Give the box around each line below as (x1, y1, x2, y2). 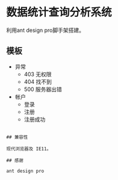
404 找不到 (23, 78, 52, 85)
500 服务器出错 (23, 85, 62, 93)
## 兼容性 (6, 134, 28, 140)
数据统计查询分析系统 (6, 5, 113, 19)
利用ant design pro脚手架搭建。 (6, 26, 84, 34)
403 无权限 (23, 70, 52, 78)
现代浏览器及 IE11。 (6, 146, 52, 152)
